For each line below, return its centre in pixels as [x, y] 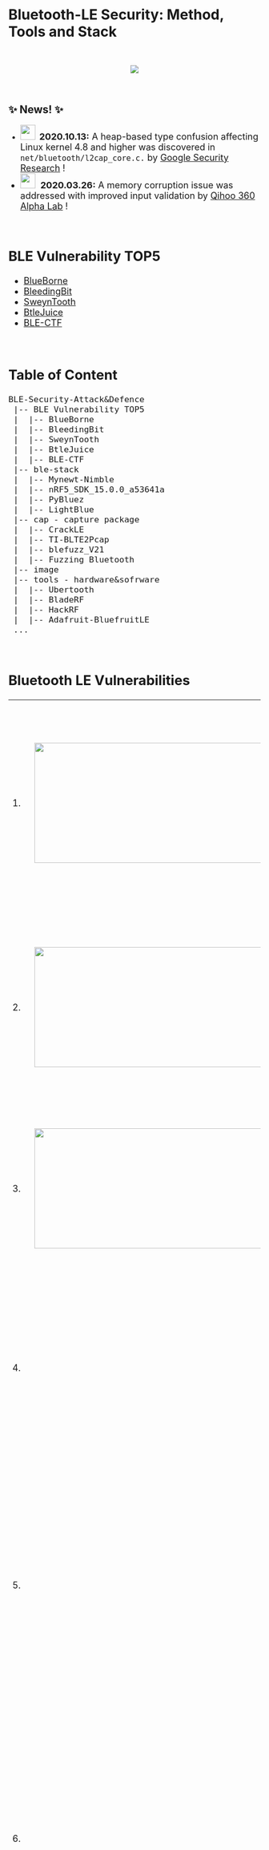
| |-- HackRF [46, 610]
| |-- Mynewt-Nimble [64, 480]
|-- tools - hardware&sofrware [86, 580]
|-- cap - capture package [76, 520]
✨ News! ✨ [36, 110]
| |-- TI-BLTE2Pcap [61, 540]
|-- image [36, 570]
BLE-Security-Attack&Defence [76, 400]
